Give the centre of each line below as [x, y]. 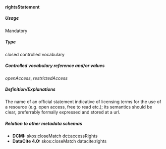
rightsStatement [22, 7]
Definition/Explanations [30, 89]
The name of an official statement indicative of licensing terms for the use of [83, 102]
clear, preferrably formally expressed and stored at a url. [63, 112]
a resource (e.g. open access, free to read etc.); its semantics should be [79, 107]
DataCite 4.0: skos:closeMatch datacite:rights [59, 141]
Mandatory [16, 31]
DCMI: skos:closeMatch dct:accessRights [55, 136]
